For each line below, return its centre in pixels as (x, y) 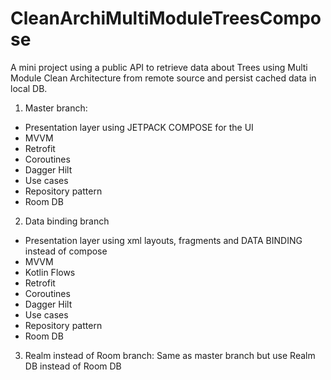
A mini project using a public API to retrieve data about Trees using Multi (159, 67)
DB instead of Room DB (73, 366)
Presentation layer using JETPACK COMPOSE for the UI (139, 127)
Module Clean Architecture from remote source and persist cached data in (163, 78)
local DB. (29, 88)
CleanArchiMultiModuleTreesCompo (166, 18)
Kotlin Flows (50, 272)
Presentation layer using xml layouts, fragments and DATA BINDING (163, 240)
